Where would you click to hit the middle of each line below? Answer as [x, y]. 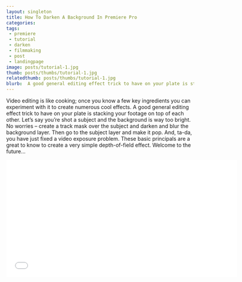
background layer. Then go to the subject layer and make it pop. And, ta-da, [99, 132]
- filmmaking [25, 51]
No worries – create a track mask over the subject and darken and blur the [97, 126]
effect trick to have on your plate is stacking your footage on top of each [95, 113]
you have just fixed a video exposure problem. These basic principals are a [98, 139]
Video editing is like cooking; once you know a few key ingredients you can [98, 101]
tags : [13, 28]
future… [16, 151]
